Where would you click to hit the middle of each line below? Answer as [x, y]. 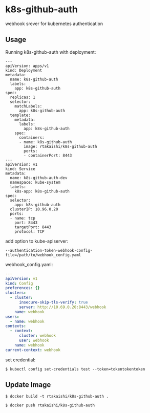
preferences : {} [23, 288]
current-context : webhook [33, 350]
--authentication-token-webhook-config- [49, 250]
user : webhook [34, 340]
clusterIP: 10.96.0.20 [34, 209]
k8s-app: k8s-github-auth [42, 191]
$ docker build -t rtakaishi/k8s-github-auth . [57, 397]
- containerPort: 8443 [48, 155]
